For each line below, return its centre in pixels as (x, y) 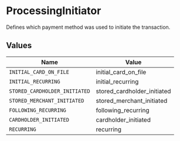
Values (19, 46)
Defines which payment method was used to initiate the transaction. (88, 27)
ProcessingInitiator (54, 11)
